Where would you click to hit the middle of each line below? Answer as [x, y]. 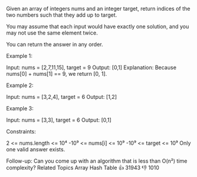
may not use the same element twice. [52, 33]
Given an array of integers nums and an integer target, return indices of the [98, 9]
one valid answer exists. [36, 149]
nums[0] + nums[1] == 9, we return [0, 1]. [57, 74]
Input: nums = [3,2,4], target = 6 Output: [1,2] [62, 97]
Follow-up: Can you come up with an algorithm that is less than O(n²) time [97, 161]
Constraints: [21, 131]
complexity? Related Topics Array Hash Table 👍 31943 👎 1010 [83, 167]
